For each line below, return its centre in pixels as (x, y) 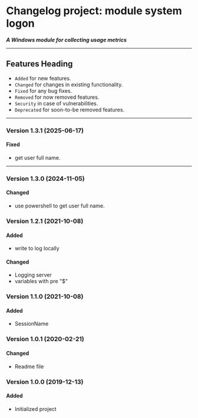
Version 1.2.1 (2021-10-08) (45, 221)
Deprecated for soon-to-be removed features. (70, 109)
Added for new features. (43, 78)
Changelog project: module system (94, 11)
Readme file (29, 366)
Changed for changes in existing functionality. (69, 85)
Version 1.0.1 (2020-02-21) (45, 339)
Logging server (33, 275)
